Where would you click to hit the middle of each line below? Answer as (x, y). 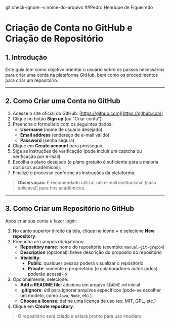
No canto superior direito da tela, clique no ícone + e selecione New (84, 231)
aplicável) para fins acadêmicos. (51, 188)
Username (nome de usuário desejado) (61, 129)
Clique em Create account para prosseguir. (58, 145)
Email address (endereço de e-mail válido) (65, 135)
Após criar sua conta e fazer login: (41, 221)
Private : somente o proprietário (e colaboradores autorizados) (93, 268)
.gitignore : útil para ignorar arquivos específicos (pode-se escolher (91, 290)
